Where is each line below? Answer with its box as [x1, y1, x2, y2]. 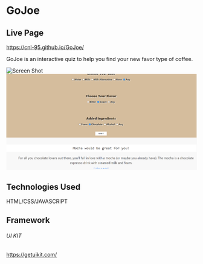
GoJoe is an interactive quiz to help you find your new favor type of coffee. [6, 56, 193, 62]
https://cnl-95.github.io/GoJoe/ [6, 43, 85, 51]
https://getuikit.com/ [6, 251, 57, 258]
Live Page [6, 28, 44, 38]
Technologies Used [6, 182, 80, 192]
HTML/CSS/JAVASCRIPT [6, 198, 68, 205]
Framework [6, 215, 50, 225]
